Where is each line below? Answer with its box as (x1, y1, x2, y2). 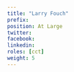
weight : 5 (7, 55, 36, 62)
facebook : (7, 36, 36, 43)
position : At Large (7, 23, 63, 29)
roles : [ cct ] (7, 49, 45, 56)
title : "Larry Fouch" (7, 10, 69, 17)
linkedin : (7, 42, 36, 49)
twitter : (7, 29, 32, 36)
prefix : (7, 16, 29, 23)
